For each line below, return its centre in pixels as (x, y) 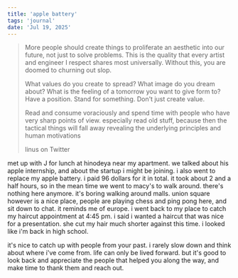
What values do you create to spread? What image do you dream (120, 84)
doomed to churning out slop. (68, 70)
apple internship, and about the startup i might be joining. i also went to (112, 171)
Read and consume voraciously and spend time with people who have (127, 113)
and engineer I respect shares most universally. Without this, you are (125, 63)
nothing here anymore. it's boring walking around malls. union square (109, 194)
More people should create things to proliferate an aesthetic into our (125, 48)
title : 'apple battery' (43, 14)
